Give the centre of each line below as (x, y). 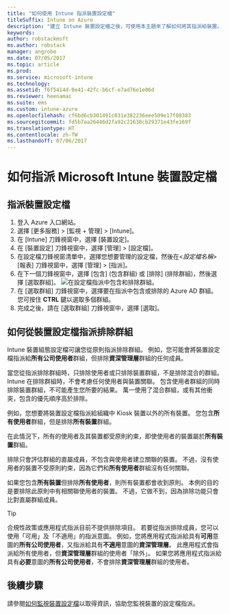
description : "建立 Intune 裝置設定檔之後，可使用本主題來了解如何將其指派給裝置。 (115, 26)
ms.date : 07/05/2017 (37, 58)
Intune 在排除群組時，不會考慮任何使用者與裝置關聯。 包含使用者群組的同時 (114, 381)
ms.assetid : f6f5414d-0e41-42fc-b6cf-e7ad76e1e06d (81, 90)
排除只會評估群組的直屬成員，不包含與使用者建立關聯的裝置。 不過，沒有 (110, 459)
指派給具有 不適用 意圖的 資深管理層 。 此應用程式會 (143, 544)
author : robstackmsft (38, 39)
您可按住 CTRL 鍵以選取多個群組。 (66, 300)
